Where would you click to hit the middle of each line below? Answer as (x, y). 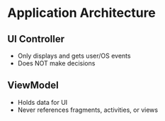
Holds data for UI (42, 102)
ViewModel (33, 85)
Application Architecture (81, 13)
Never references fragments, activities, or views (87, 110)
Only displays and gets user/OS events (74, 56)
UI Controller (36, 39)
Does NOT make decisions (56, 63)
